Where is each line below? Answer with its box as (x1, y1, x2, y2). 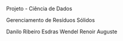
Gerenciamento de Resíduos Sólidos (6, 17, 95, 23)
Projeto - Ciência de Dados (6, 5, 72, 12)
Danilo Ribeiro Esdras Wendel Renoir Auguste (6, 28, 118, 35)
